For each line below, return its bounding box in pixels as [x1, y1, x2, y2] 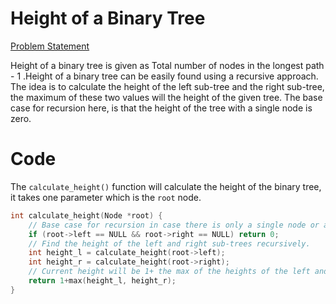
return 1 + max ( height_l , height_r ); [28, 276, 177, 286]
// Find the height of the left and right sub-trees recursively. [28, 238, 311, 249]
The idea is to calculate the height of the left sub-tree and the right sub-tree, [10, 80, 325, 92]
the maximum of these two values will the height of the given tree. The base [10, 91, 323, 103]
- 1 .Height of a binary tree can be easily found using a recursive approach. [10, 70, 319, 82]
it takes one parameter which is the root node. [10, 191, 202, 203]
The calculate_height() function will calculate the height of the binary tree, [10, 180, 322, 192]
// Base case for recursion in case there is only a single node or [28, 220, 320, 230]
